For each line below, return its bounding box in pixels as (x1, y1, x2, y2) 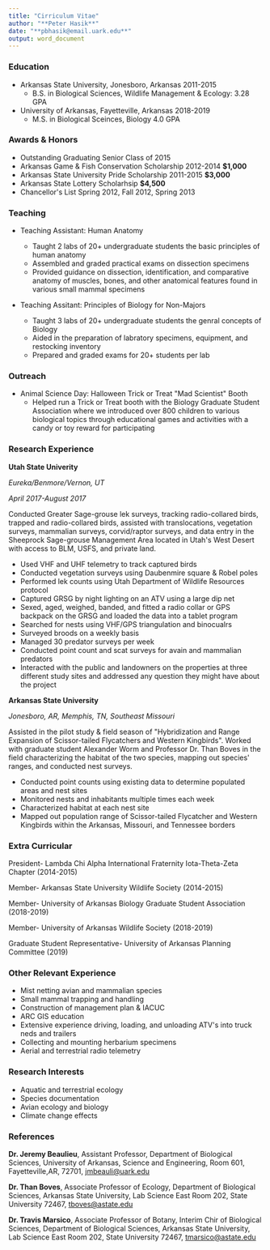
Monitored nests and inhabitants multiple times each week (19, 794, 215, 804)
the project (19, 680, 57, 689)
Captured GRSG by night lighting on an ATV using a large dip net (19, 593, 235, 604)
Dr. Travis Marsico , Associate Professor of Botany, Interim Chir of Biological (8, 1214, 262, 1224)
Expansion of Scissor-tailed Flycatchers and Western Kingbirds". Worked (8, 735, 252, 745)
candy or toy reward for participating (32, 423, 155, 433)
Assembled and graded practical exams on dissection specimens (32, 258, 250, 268)
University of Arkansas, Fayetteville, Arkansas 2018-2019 (19, 105, 210, 115)
